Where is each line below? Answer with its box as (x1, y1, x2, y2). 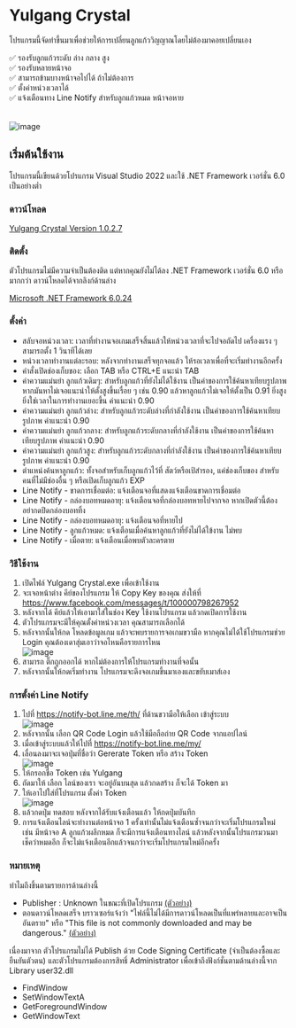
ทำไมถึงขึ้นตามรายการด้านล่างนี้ (9, 879, 99, 891)
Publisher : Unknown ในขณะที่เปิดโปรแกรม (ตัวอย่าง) (21, 897, 193, 908)
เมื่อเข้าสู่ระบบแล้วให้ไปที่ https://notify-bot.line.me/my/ (21, 738, 201, 749)
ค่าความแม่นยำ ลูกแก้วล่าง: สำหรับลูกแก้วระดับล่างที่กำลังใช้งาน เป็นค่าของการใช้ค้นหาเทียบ (21, 405, 281, 416)
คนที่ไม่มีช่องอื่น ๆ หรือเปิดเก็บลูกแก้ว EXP (21, 475, 146, 486)
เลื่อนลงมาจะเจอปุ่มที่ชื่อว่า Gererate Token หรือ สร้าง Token (21, 748, 209, 759)
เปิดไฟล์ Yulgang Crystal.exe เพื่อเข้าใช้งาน (21, 577, 160, 588)
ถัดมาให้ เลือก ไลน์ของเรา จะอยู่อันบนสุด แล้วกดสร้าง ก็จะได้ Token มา (21, 777, 228, 789)
